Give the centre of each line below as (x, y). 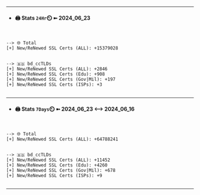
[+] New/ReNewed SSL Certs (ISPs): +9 (54, 176)
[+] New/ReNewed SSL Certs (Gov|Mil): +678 (61, 171)
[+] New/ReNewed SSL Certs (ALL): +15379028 (62, 48)
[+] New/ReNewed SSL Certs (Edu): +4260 (57, 165)
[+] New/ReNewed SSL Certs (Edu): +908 (56, 74)
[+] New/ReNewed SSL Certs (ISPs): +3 (54, 85)
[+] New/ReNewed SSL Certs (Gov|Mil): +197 (61, 80)
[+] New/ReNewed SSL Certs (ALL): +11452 (58, 160)
